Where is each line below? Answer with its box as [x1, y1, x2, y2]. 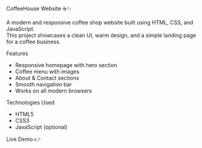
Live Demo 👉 [6, 135, 41, 143]
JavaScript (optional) [15, 123, 68, 130]
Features [6, 50, 29, 57]
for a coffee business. [6, 38, 61, 45]
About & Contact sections [15, 74, 79, 82]
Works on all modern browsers [15, 87, 92, 94]
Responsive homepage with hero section [15, 62, 117, 68]
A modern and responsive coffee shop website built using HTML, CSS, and [6, 19, 194, 26]
